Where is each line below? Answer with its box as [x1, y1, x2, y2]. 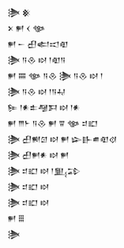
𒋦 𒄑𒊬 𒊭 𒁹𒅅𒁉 [7, 166, 81, 175]
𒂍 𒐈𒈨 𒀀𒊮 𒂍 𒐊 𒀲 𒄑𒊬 [7, 119, 99, 128]
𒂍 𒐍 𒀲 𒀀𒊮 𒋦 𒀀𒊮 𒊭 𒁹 [7, 71, 103, 80]
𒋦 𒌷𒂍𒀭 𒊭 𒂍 [7, 151, 70, 159]
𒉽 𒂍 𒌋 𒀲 [7, 24, 46, 32]
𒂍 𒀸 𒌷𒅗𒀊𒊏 [7, 40, 69, 48]
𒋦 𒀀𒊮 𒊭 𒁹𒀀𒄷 [7, 87, 66, 96]
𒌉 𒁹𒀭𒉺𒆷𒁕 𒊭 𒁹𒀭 [7, 103, 81, 112]
